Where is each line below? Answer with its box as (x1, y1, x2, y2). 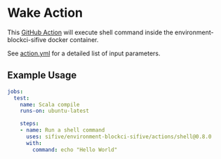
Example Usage (7, 69, 77, 81)
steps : (20, 120, 39, 127)
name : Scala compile (20, 101, 80, 108)
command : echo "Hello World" (32, 146, 118, 153)
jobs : (7, 88, 23, 95)
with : (25, 139, 42, 146)
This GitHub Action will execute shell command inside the (7, 28, 173, 36)
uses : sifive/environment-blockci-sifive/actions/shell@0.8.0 (25, 133, 212, 140)
